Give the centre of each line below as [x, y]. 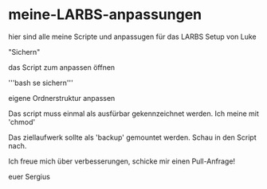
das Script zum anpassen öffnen [62, 67]
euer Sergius [29, 176]
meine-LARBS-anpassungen [105, 15]
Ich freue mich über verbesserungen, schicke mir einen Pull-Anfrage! [122, 161]
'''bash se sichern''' [41, 83]
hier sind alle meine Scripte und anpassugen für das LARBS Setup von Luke [132, 37]
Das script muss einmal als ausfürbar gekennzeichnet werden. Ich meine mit [133, 114]
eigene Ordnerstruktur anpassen [62, 98]
